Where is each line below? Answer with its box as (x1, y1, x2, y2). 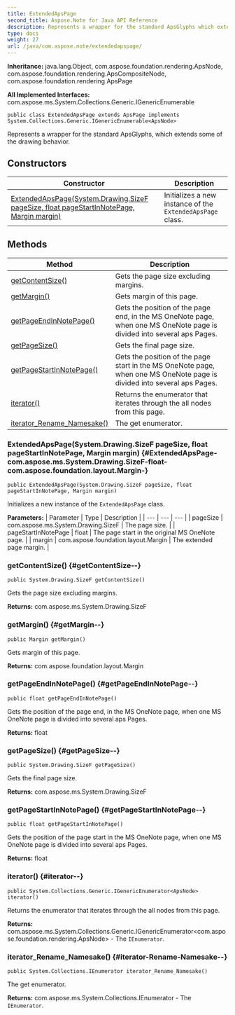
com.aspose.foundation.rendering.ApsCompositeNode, (7, 69, 166, 78)
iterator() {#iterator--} (7, 871, 84, 881)
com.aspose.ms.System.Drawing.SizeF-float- (7, 457, 168, 467)
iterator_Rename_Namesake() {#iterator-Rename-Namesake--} (7, 952, 228, 962)
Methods (7, 239, 48, 251)
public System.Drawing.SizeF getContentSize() (7, 576, 145, 584)
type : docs (7, 29, 39, 37)
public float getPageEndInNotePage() (7, 695, 117, 702)
